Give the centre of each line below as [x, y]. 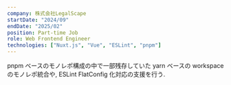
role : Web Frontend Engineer [49, 39]
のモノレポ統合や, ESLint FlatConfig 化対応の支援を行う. [86, 74]
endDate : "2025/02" [35, 26]
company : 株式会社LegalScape [47, 13]
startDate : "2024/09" [38, 20]
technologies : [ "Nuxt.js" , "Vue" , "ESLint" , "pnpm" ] [84, 45]
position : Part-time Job [43, 33]
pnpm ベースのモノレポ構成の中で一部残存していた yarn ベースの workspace [115, 65]
